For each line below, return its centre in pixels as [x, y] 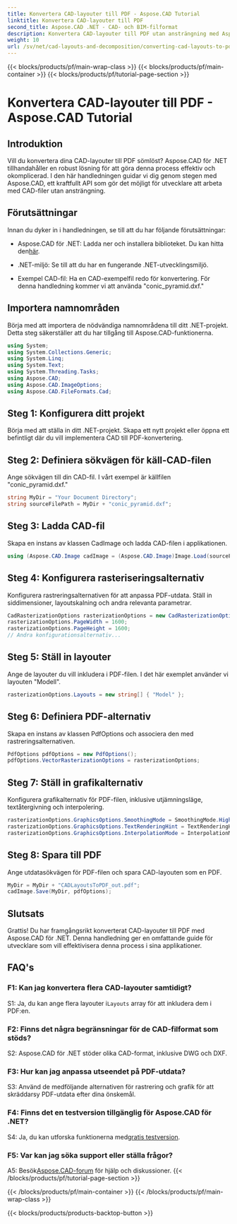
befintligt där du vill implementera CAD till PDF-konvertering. [95, 438]
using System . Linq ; [36, 359]
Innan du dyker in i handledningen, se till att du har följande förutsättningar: [116, 229]
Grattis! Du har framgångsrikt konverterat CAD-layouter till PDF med [106, 931]
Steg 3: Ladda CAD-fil [56, 526]
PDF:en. [19, 1011]
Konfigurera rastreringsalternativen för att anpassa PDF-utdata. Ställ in [110, 595]
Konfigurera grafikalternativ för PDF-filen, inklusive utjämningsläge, [105, 800]
